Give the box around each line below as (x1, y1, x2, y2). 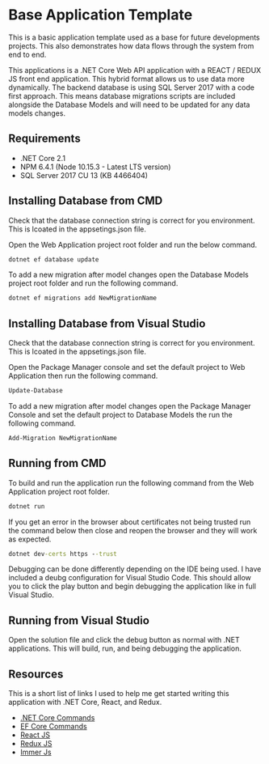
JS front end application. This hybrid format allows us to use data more (8, 74, 245, 83)
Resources (8, 667, 64, 681)
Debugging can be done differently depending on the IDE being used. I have (8, 564, 262, 574)
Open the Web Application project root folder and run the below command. (8, 240, 258, 249)
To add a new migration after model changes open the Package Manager (8, 401, 252, 410)
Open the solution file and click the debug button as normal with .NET (8, 635, 240, 645)
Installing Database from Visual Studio (8, 316, 206, 330)
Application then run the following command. (8, 371, 158, 381)
